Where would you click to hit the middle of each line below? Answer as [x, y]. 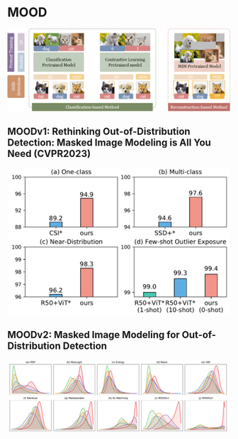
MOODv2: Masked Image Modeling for [94, 335]
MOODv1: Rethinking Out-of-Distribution [99, 131]
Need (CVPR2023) [49, 153]
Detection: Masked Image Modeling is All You [109, 142]
